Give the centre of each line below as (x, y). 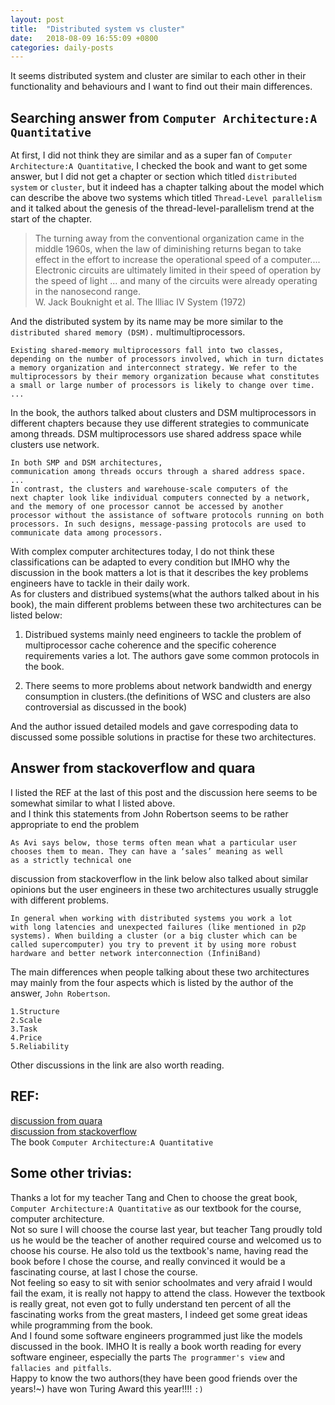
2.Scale (26, 1020)
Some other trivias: (71, 1173)
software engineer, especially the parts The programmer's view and (148, 1357)
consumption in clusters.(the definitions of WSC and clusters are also (167, 697)
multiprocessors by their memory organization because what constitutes (165, 377)
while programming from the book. (81, 1325)
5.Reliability (40, 1046)
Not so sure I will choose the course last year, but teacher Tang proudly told (166, 1229)
